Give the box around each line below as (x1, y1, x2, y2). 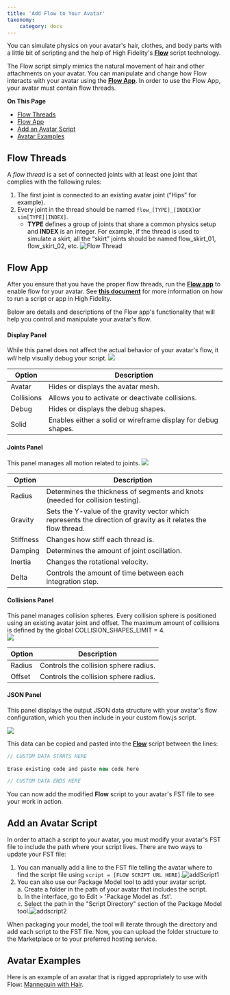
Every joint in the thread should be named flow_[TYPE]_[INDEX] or (16, 206, 201, 214)
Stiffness (10, 535, 40, 545)
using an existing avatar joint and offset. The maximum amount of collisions (7, 618, 220, 627)
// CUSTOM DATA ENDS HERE (7, 778, 81, 785)
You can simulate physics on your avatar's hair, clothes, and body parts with (7, 42, 222, 50)
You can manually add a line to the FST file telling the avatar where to (16, 863, 213, 872)
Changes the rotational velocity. (46, 557, 149, 567)
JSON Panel (7, 691, 42, 699)
